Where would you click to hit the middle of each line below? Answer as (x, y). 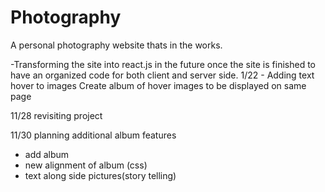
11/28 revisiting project (56, 115)
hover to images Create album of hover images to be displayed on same (158, 85)
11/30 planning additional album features (93, 135)
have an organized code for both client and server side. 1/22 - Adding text (162, 75)
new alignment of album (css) (86, 165)
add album (47, 154)
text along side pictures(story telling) (100, 175)
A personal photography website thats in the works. (116, 45)
